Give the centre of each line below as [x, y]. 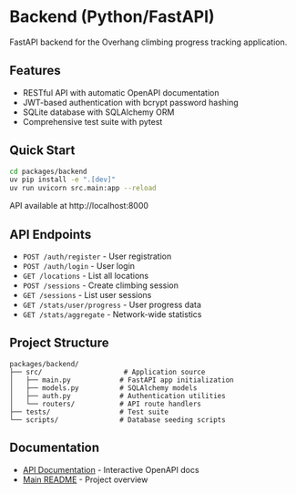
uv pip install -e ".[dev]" [63, 180]
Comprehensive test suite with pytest [92, 121]
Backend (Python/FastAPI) [112, 17]
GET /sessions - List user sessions [87, 295]
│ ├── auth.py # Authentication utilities [117, 396]
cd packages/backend [49, 171]
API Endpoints [51, 234]
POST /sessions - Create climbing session [101, 285]
